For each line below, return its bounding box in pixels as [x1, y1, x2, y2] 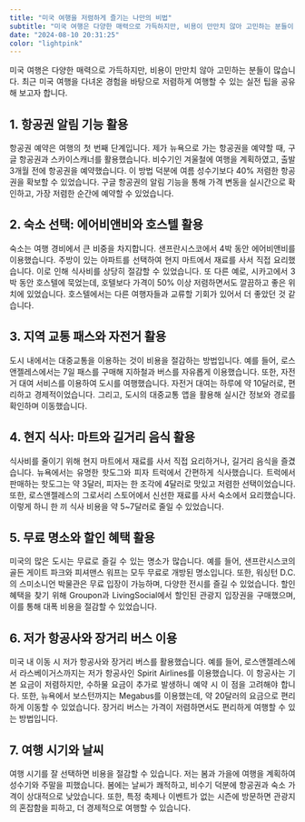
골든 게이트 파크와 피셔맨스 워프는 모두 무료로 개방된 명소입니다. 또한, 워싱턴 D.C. [9, 567, 296, 578]
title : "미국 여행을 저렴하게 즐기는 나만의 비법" [9, 13, 172, 23]
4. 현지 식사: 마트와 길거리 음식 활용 [9, 429, 196, 446]
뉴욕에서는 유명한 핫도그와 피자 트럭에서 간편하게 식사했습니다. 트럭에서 [36, 466, 296, 477]
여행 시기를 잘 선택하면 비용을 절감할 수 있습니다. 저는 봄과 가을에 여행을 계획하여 [9, 767, 296, 778]
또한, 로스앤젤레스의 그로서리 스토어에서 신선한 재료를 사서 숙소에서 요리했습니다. [9, 489, 296, 500]
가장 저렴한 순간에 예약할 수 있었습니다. [35, 188, 174, 199]
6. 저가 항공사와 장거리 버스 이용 [9, 630, 178, 646]
